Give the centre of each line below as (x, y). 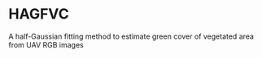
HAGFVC (39, 14)
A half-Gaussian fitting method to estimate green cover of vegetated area (131, 36)
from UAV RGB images (46, 44)
